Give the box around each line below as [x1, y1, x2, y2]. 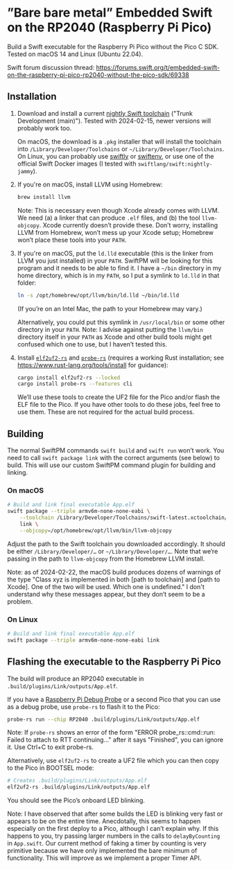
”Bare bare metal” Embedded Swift [7, 5, 213, 21]
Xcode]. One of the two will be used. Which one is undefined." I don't [7, 582, 205, 590]
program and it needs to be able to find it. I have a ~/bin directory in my [17, 263, 222, 272]
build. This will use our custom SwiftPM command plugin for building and [7, 461, 216, 469]
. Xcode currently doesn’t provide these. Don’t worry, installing [39, 220, 218, 229]
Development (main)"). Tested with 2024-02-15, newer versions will [17, 116, 212, 125]
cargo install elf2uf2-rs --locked [17, 374, 121, 381]
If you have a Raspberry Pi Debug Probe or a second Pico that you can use [7, 695, 221, 703]
